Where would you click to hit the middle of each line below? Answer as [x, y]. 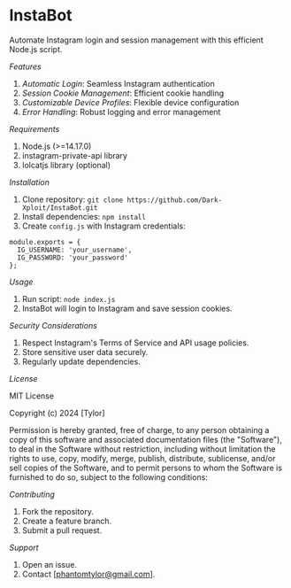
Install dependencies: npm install [84, 216]
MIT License [32, 396]
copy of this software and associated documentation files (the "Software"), [146, 439]
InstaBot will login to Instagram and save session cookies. [127, 308]
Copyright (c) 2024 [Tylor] [57, 413]
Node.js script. [36, 49]
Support [24, 547]
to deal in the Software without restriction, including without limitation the [142, 449]
